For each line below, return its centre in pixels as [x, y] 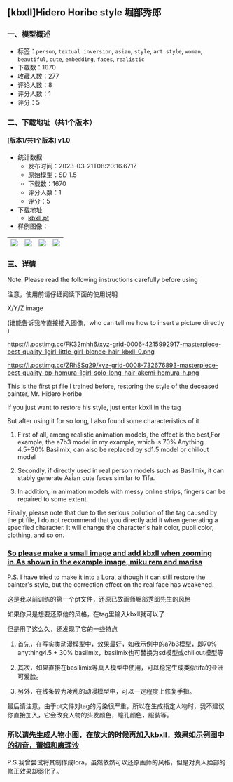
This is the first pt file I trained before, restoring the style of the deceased [113, 386]
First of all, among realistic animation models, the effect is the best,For [119, 435]
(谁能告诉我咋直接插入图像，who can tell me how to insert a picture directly [116, 323]
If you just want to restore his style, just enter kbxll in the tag [94, 407]
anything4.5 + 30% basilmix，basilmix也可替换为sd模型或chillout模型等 [120, 653]
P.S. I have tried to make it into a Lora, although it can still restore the [106, 577]
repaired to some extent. [53, 499]
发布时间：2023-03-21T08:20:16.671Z [83, 166]
